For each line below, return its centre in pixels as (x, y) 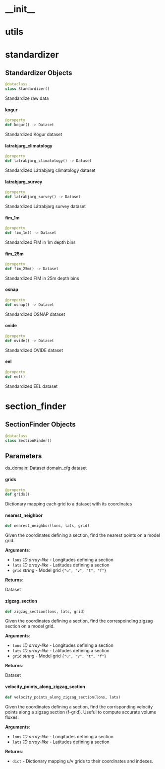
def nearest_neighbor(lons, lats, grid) (48, 526)
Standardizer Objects (39, 73)
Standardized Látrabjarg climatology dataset (50, 170)
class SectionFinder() (28, 440)
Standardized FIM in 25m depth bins (42, 278)
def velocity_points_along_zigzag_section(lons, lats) (63, 697)
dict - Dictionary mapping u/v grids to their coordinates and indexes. (83, 761)
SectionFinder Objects (40, 425)
